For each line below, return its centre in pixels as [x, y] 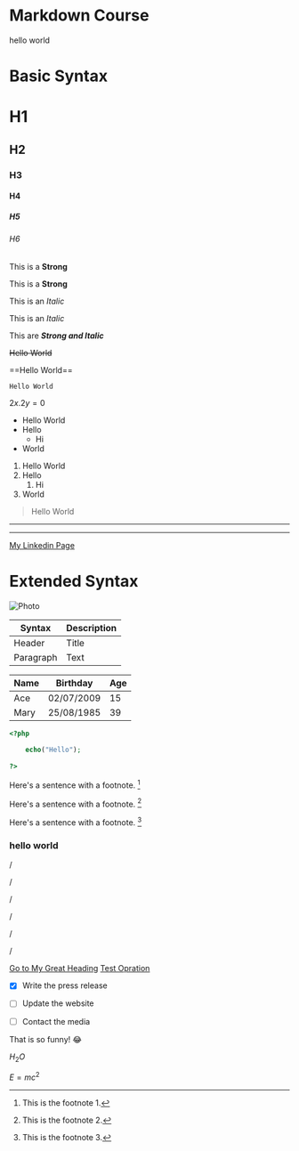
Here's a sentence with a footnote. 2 [76, 803]
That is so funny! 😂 [46, 1039]
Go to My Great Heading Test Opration [80, 969]
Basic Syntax [59, 76]
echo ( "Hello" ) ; [53, 750]
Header [29, 643]
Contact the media [56, 1021]
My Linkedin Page [42, 545]
